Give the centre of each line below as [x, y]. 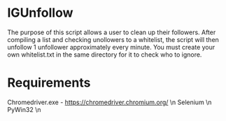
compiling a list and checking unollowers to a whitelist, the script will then [113, 39]
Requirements [49, 83]
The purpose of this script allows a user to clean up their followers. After [112, 32]
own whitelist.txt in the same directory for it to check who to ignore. [105, 55]
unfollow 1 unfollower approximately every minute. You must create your [111, 47]
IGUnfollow [40, 13]
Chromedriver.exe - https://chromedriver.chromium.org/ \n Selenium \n [110, 102]
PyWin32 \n [24, 109]
